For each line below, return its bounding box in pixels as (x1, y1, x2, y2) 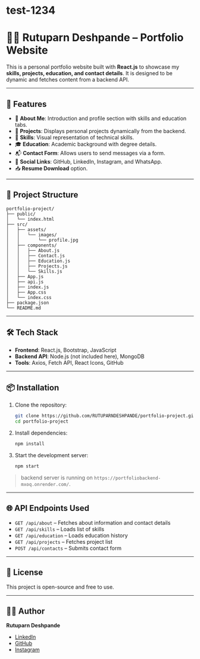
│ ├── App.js (6, 273, 44, 279)
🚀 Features (6, 99, 47, 109)
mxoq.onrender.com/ (20, 481, 70, 487)
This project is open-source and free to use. (6, 583, 114, 590)
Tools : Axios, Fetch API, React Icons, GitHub (14, 359, 124, 366)
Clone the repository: (14, 401, 67, 409)
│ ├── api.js (6, 279, 44, 285)
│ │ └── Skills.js (6, 268, 62, 275)
